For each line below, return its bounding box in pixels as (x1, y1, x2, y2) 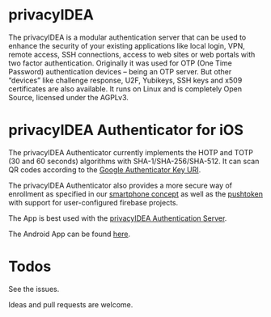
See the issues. (8, 284, 60, 294)
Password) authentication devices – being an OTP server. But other (8, 66, 232, 76)
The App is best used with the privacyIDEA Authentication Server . (8, 213, 227, 223)
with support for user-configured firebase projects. (8, 197, 179, 207)
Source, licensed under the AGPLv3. (8, 92, 129, 102)
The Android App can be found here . (8, 229, 131, 239)
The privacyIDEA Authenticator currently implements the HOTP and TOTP (8, 147, 253, 157)
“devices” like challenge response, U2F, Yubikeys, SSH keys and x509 (8, 75, 243, 85)
